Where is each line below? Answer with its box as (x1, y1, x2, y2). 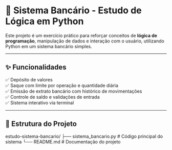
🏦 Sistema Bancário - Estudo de (5, 5, 142, 16)
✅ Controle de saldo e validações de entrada (5, 94, 100, 100)
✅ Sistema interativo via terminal (5, 99, 74, 105)
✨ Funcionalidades (5, 63, 67, 72)
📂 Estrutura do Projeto (5, 120, 77, 128)
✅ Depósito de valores (5, 76, 53, 82)
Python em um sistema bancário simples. (5, 43, 92, 49)
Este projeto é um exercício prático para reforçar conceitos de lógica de (5, 32, 158, 38)
